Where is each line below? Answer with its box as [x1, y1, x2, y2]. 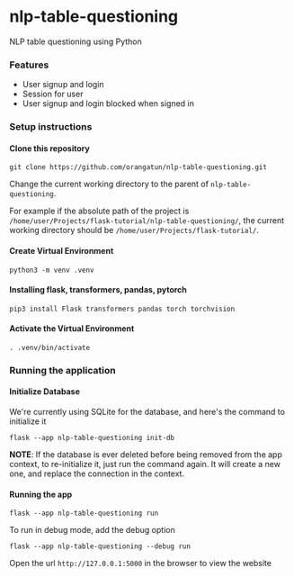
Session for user [22, 88, 84, 100]
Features [9, 59, 49, 71]
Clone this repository [9, 142, 90, 154]
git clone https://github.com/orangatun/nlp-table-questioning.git [9, 163, 268, 172]
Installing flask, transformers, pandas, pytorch [9, 284, 187, 295]
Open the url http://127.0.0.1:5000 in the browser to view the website [9, 558, 272, 569]
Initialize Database [9, 386, 81, 397]
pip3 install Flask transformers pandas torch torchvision [9, 304, 236, 313]
